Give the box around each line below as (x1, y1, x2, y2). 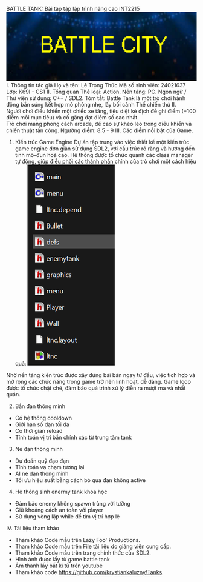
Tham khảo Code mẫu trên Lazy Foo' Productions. (14, 536, 140, 543)
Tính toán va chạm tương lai (14, 463, 85, 470)
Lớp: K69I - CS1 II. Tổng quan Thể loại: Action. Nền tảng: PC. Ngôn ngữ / (6, 88, 187, 95)
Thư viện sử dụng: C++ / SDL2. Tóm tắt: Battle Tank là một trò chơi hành (6, 94, 186, 102)
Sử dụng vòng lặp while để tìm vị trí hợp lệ (14, 512, 120, 520)
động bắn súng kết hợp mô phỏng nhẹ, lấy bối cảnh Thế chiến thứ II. (6, 101, 176, 108)
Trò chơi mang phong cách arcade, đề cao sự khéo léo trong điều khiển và (6, 120, 192, 127)
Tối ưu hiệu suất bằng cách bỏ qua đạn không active (14, 476, 146, 484)
